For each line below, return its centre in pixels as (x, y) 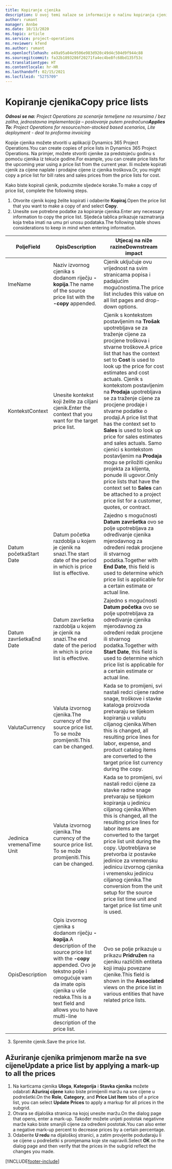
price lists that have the (132, 481)
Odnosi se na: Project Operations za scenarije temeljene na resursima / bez (85, 116)
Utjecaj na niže (134, 240)
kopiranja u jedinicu (127, 803)
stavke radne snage (127, 790)
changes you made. (34, 1151)
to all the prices (30, 1074)
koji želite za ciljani (76, 401)
